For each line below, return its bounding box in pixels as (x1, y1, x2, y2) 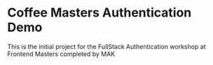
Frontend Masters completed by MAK (7, 50, 116, 58)
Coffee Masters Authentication (7, 5, 192, 21)
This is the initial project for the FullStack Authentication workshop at (7, 42, 206, 50)
